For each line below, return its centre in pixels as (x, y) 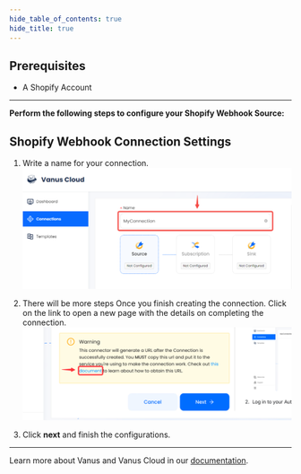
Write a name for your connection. (86, 163)
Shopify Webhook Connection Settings (120, 141)
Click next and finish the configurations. (96, 434)
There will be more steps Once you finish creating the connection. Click (154, 303)
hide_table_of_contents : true (66, 19)
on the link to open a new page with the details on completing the (143, 313)
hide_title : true (42, 28)
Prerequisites (47, 66)
